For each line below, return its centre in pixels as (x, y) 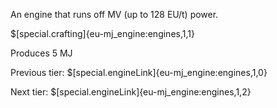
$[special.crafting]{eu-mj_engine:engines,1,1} (102, 33)
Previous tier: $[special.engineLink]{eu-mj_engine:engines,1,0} (139, 72)
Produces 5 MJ (41, 53)
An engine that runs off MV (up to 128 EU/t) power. (114, 14)
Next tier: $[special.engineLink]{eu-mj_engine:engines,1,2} (131, 92)
